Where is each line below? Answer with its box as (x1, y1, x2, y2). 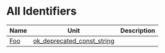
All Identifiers (6, 4, 77, 18)
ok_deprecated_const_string (33, 37, 115, 45)
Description (120, 26, 155, 35)
